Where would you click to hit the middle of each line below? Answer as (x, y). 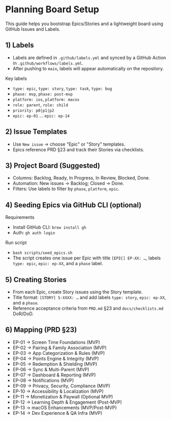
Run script (16, 243)
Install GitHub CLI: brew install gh (50, 227)
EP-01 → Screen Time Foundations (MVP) (56, 342)
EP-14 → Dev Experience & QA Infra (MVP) (57, 413)
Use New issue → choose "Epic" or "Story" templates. (69, 144)
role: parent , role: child (40, 105)
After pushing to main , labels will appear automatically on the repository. (88, 68)
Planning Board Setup (52, 9)
